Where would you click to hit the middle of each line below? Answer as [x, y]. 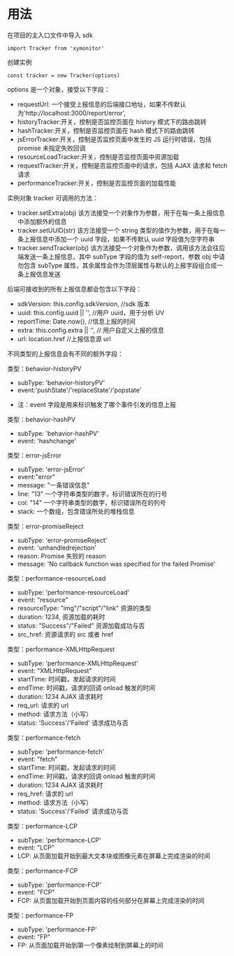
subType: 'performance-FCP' [59, 885]
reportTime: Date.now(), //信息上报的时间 [76, 321]
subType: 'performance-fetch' [61, 751]
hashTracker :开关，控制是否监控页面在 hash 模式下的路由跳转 [106, 130]
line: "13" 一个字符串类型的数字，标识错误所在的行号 [92, 494]
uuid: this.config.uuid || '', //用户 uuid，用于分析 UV [91, 312]
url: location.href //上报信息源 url [64, 339]
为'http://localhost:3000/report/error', [71, 113]
